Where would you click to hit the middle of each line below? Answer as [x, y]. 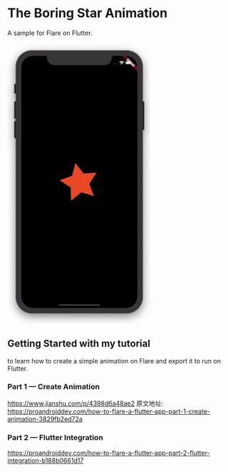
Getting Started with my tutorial [79, 344]
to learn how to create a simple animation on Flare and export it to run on [114, 361]
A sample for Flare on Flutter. [50, 33]
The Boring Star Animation [88, 13]
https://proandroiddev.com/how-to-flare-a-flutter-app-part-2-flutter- [109, 453]
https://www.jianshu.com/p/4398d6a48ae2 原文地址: [85, 403]
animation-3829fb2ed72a [45, 418]
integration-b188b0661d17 [46, 461]
